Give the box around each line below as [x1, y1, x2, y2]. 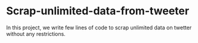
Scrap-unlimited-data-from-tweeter [6, 4, 190, 18]
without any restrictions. [6, 30, 66, 37]
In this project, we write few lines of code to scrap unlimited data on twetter [6, 24, 192, 31]
